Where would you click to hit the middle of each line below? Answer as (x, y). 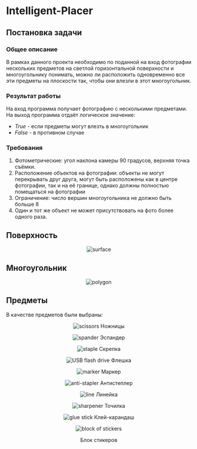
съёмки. (25, 167)
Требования (24, 148)
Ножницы (112, 326)
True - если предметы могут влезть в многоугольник (81, 126)
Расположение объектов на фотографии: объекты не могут (89, 173)
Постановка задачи (44, 33)
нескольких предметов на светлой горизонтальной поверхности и (90, 68)
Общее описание (32, 49)
